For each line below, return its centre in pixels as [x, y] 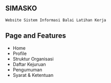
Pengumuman [27, 70]
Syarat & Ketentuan [33, 75]
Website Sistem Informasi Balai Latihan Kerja [56, 20]
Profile [20, 53]
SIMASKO [21, 8]
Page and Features [36, 36]
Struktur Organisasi [33, 59]
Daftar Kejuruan [29, 64]
